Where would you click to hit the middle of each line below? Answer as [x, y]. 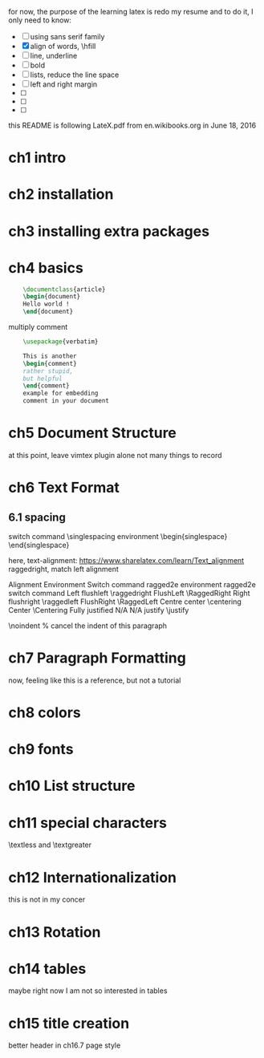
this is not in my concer [47, 900]
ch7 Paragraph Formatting [97, 658]
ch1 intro [37, 158]
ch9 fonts [41, 750]
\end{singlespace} [39, 545]
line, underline [54, 56]
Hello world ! [46, 304]
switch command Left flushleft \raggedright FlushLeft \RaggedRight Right [129, 593]
